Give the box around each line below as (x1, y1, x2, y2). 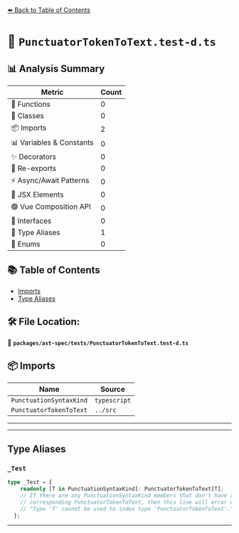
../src (94, 406, 117, 415)
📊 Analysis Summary (7, 63, 105, 75)
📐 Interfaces (11, 216, 52, 226)
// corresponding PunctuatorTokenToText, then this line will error (20, 498, 228, 506)
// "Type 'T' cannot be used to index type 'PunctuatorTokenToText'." (20, 505, 234, 512)
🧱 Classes (11, 111, 45, 120)
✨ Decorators (11, 152, 57, 162)
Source (100, 384, 126, 394)
